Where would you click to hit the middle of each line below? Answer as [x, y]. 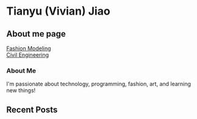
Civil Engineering [28, 55]
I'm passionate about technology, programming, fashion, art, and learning [99, 84]
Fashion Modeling [29, 48]
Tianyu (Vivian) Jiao [59, 11]
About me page [36, 34]
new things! [21, 90]
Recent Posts [32, 110]
